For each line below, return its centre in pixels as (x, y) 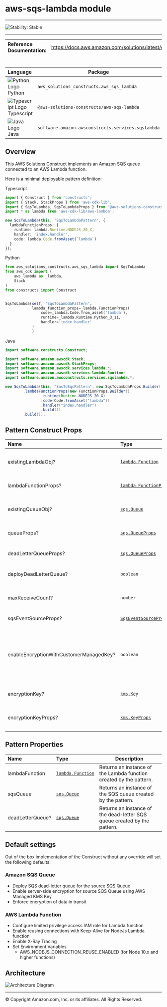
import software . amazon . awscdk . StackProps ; (51, 364)
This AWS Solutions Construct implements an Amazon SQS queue (73, 164)
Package (99, 72)
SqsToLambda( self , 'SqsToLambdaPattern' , (49, 303)
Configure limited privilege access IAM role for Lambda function (78, 926)
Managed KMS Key (32, 896)
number (128, 598)
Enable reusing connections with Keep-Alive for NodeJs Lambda (79, 931)
